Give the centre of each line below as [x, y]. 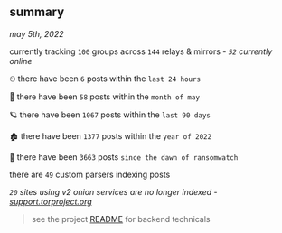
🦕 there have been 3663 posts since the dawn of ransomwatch [124, 157]
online [21, 61]
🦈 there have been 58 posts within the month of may [105, 97]
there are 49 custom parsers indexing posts [90, 174]
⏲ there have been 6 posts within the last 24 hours [105, 79]
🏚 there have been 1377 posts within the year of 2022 [111, 135]
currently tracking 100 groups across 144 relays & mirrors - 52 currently [141, 51]
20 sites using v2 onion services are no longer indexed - [113, 191]
